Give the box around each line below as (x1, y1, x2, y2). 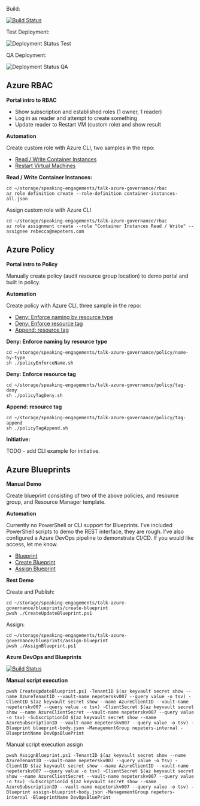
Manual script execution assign (6, 741, 83, 748)
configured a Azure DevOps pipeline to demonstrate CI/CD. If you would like (6, 534, 194, 542)
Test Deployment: (6, 28, 50, 35)
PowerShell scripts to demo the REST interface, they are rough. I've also (6, 528, 184, 536)
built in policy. (6, 278, 41, 285)
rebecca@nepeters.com (30, 228, 84, 234)
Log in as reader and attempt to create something (14, 114, 138, 122)
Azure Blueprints (6, 465, 71, 475)
